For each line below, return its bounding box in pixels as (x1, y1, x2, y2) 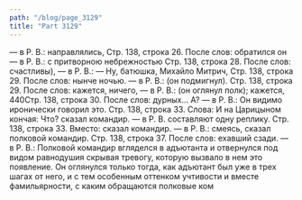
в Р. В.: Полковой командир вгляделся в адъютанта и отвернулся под (9, 141, 279, 153)
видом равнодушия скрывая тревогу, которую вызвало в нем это (9, 151, 263, 162)
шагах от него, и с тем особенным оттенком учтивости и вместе (9, 170, 260, 181)
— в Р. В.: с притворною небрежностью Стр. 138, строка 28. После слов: (9, 56, 291, 67)
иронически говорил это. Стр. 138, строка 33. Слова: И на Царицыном (9, 104, 281, 114)
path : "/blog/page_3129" (9, 13, 103, 23)
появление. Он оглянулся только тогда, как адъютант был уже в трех (9, 161, 277, 172)
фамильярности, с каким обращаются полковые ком (9, 180, 215, 191)
